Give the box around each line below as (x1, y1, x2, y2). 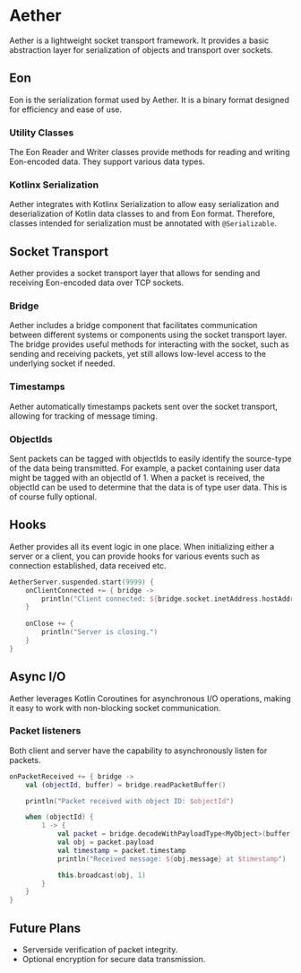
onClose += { (25, 620, 74, 629)
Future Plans (9, 920, 82, 935)
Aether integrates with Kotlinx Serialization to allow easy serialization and (9, 199, 279, 210)
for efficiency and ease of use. (9, 104, 123, 115)
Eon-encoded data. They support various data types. (9, 156, 205, 167)
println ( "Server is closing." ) (41, 628, 159, 637)
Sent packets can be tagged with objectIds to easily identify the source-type (9, 454, 292, 465)
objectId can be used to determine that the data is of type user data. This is (9, 482, 288, 493)
